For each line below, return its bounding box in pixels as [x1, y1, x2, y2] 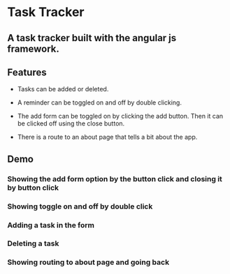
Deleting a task [7, 238, 59, 248]
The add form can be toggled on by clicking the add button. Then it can [17, 112, 224, 121]
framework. [7, 43, 59, 54]
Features [7, 66, 47, 78]
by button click [7, 183, 59, 192]
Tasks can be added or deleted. [17, 85, 109, 93]
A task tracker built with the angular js [7, 32, 177, 44]
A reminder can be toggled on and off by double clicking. [17, 98, 182, 107]
